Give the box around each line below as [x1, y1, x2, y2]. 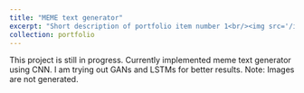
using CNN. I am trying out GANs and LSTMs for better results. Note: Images [9, 64, 295, 75]
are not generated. [9, 74, 79, 85]
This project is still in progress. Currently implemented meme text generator [9, 55, 291, 66]
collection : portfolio [9, 30, 95, 39]
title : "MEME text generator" [9, 13, 124, 23]
